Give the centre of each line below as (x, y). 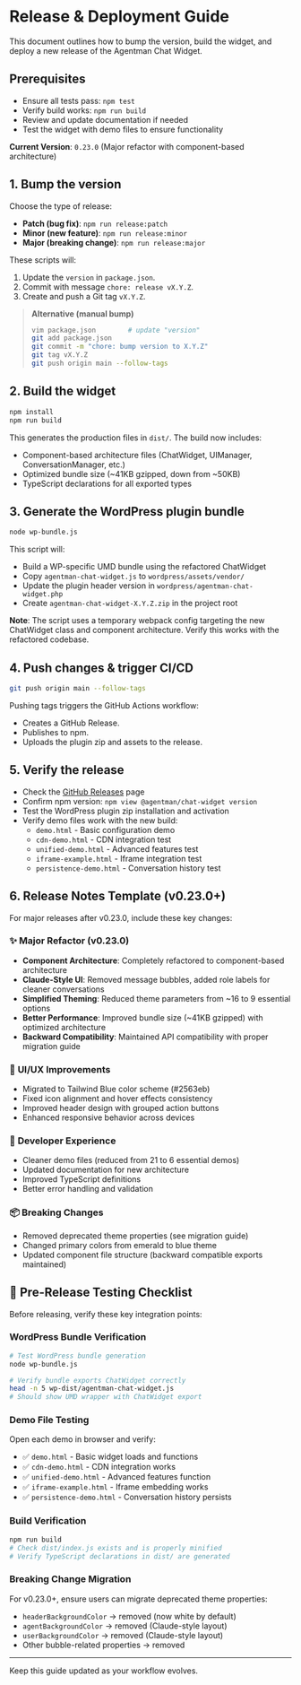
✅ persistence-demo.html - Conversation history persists (127, 1497)
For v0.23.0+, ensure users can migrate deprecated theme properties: (138, 1599)
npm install (31, 412)
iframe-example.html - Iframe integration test (119, 858)
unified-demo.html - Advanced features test (117, 848)
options (36, 1008)
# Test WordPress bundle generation (77, 1356)
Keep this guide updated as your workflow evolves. (104, 1671)
